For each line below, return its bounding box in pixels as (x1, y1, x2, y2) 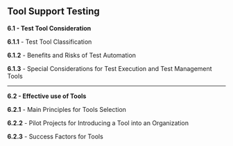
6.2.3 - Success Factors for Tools (7, 132, 104, 140)
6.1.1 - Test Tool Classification (7, 38, 92, 46)
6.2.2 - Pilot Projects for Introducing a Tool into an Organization (7, 118, 189, 127)
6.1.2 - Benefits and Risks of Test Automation (7, 51, 137, 59)
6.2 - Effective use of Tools (7, 92, 87, 100)
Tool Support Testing (7, 6, 100, 17)
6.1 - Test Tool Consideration (7, 24, 92, 32)
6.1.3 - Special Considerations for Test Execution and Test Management (7, 64, 213, 72)
